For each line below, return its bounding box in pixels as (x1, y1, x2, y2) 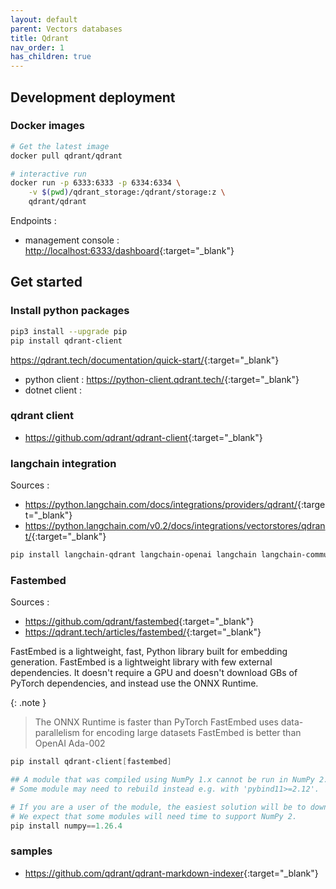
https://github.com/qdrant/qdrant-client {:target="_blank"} (24, 431, 263, 443)
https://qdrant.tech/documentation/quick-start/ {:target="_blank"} (10, 354, 280, 366)
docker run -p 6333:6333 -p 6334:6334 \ (10, 178, 182, 188)
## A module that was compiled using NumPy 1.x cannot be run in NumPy (10, 775, 315, 785)
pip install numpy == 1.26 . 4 (10, 821, 123, 831)
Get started (10, 274, 83, 291)
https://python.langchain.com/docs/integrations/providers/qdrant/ (24, 499, 298, 511)
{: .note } (10, 697, 47, 709)
